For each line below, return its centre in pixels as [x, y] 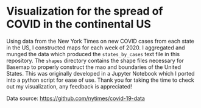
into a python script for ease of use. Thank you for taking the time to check [100, 80]
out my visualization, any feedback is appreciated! [69, 86]
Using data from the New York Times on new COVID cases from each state [100, 41]
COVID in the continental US [79, 24]
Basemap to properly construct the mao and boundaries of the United [94, 67]
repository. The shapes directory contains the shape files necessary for [95, 60]
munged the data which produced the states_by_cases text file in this [93, 54]
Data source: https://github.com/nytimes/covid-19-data [76, 98]
